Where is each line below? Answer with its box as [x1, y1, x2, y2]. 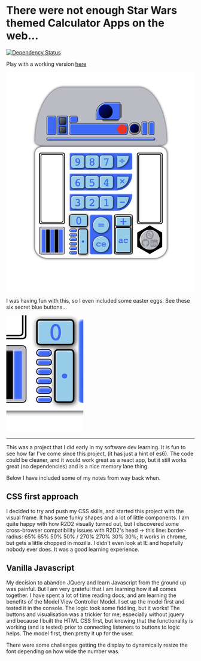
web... [6, 29, 39, 42]
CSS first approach [6, 492, 79, 502]
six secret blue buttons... [6, 303, 67, 311]
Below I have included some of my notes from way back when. [6, 474, 161, 482]
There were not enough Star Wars [6, 4, 178, 17]
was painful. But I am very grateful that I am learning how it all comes [6, 585, 176, 592]
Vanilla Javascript [6, 563, 75, 573]
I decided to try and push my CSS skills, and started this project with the [6, 507, 184, 514]
